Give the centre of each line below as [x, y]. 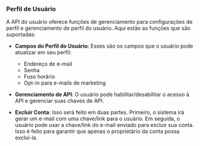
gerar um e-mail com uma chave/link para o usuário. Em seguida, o [97, 119]
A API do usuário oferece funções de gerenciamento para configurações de [99, 22]
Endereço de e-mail [48, 64]
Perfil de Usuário [31, 9]
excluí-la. [26, 138]
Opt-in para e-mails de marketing [65, 83]
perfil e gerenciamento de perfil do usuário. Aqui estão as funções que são [99, 28]
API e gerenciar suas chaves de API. [59, 101]
